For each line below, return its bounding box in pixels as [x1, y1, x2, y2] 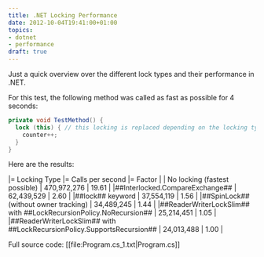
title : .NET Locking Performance [8, 11, 118, 20]
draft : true [8, 48, 47, 56]
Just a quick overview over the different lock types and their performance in [8, 70, 255, 78]
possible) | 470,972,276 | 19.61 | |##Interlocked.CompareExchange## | [8, 183, 237, 193]
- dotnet [8, 33, 37, 42]
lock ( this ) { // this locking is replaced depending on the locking [15, 123, 247, 132]
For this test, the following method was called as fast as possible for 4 [8, 93, 235, 102]
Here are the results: [8, 160, 75, 169]
